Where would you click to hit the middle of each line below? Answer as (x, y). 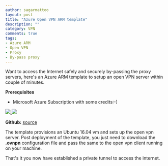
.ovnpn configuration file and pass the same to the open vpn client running (84, 143)
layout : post (19, 15)
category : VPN (20, 29)
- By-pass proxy (22, 57)
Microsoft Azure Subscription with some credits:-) (65, 102)
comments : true (21, 34)
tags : (11, 39)
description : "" (22, 24)
